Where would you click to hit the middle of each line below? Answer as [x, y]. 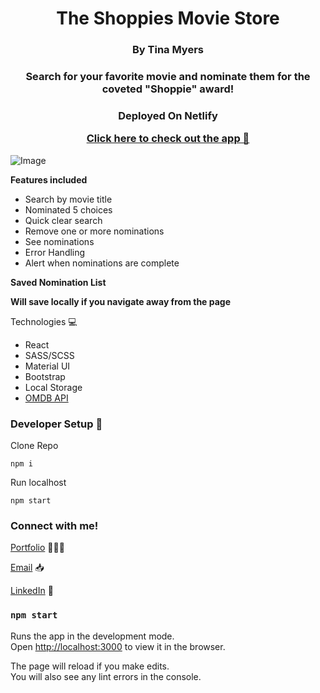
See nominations [59, 241]
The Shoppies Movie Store [168, 18]
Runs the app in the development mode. [92, 636]
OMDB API [46, 398]
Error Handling [55, 252]
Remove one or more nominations [94, 231]
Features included [49, 179]
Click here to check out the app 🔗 [168, 139]
